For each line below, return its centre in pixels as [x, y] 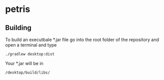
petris [18, 9]
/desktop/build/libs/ [28, 72]
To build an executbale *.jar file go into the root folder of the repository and [82, 39]
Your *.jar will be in [24, 63]
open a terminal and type [31, 45]
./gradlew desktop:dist [30, 54]
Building [18, 28]
